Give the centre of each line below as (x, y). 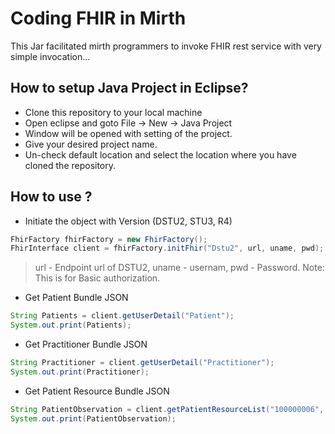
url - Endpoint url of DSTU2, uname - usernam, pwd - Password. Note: (179, 268)
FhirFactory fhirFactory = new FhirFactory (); (109, 239)
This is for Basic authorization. (97, 278)
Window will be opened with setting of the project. (128, 133)
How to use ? (51, 197)
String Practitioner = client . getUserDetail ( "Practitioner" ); (142, 363)
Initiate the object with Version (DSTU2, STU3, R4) (128, 221)
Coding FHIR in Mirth (98, 18)
